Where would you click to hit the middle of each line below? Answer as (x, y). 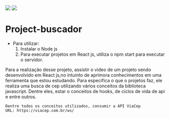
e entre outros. (21, 97)
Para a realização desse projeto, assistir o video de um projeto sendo (78, 69)
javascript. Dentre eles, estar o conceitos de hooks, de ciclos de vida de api (85, 91)
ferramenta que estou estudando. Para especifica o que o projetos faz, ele (84, 80)
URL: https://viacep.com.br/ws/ (40, 110)
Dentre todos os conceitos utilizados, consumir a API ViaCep (73, 106)
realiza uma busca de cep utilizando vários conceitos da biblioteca (76, 86)
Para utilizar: (26, 43)
